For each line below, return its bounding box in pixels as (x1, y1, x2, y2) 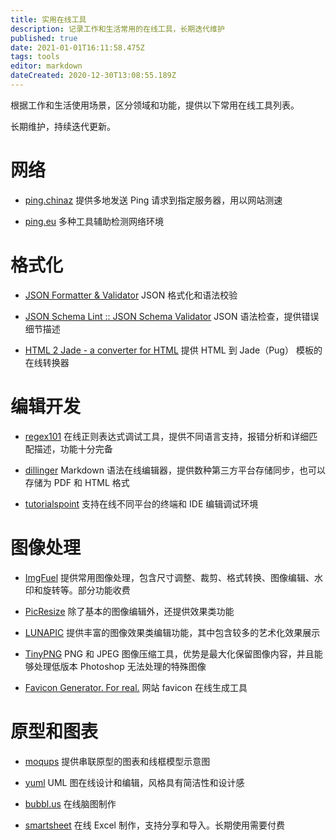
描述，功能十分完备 (33, 442, 113, 455)
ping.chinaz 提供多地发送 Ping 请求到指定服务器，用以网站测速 (24, 194, 283, 206)
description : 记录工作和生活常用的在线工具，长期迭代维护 (10, 24, 225, 34)
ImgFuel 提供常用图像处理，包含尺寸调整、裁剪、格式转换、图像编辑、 (24, 571, 315, 583)
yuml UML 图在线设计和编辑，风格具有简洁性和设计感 (24, 776, 245, 788)
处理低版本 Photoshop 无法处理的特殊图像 (33, 660, 207, 672)
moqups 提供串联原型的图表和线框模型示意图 (24, 755, 211, 767)
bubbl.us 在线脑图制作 (24, 797, 117, 810)
